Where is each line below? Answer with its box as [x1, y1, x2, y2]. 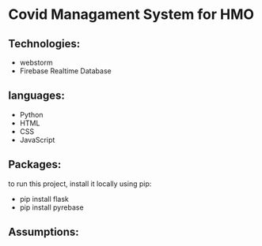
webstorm [19, 58, 53, 67]
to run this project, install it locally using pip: [8, 179, 152, 188]
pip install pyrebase [19, 203, 85, 212]
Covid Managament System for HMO [8, 6, 255, 24]
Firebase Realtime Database [19, 66, 112, 76]
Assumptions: [8, 225, 79, 239]
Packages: [8, 158, 62, 171]
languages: [8, 89, 66, 102]
